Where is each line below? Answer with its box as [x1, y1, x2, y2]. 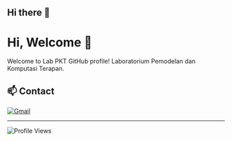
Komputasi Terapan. [7, 65, 64, 73]
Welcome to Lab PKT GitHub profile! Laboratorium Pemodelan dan [7, 57, 196, 65]
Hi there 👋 [7, 7, 50, 19]
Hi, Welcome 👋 [7, 34, 93, 50]
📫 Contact [7, 85, 55, 97]
